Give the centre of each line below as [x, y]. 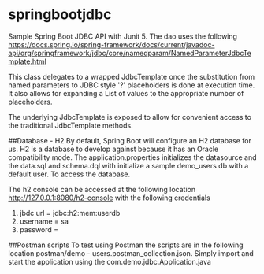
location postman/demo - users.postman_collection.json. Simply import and [131, 253]
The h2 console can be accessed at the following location [102, 189]
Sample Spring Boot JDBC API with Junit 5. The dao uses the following [123, 36]
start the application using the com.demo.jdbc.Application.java [110, 261]
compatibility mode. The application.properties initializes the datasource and [133, 157]
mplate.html [28, 61]
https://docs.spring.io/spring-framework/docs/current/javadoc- [112, 44]
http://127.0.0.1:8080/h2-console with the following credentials [109, 198]
